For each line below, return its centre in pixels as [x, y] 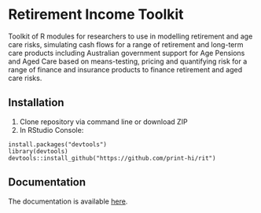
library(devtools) [38, 151]
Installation [36, 103]
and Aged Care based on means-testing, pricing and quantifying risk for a [128, 61]
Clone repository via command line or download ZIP [103, 121]
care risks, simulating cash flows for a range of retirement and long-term [126, 44]
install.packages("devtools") [58, 144]
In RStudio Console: [51, 130]
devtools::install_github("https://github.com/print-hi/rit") [112, 158]
